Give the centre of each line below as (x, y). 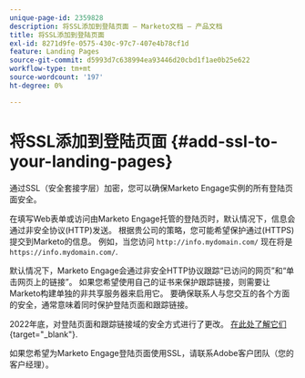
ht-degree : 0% (36, 86)
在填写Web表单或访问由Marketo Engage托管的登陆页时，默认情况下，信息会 (152, 219)
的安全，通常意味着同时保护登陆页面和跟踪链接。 (101, 304)
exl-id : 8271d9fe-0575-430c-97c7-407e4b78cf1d (99, 43)
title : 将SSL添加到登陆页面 (57, 35)
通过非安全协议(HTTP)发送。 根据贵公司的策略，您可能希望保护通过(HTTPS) (152, 230)
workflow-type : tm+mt (51, 69)
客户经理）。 (31, 364)
